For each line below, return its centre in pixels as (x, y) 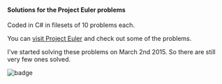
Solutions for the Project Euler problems (66, 10)
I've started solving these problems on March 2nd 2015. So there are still (111, 52)
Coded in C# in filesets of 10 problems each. (71, 25)
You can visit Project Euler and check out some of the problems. (99, 39)
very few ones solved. (39, 60)
